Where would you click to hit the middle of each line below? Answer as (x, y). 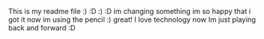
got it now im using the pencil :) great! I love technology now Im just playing (132, 19)
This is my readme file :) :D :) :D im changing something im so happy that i (130, 11)
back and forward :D (42, 28)
